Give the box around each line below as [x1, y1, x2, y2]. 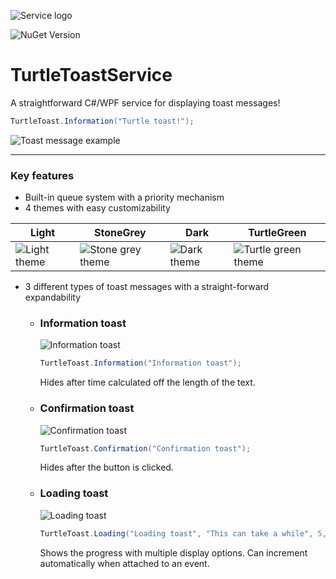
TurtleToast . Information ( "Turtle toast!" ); [10, 116, 195, 126]
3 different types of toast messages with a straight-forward [24, 281, 270, 293]
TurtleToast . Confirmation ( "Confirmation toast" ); [39, 443, 252, 454]
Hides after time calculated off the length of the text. [39, 376, 256, 389]
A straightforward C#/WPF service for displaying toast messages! [10, 96, 281, 109]
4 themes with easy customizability [24, 202, 171, 214]
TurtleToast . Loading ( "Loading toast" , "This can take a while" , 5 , [39, 528, 327, 539]
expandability [24, 291, 82, 304]
